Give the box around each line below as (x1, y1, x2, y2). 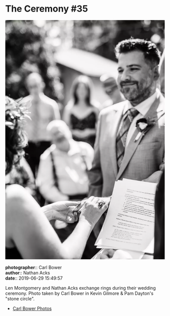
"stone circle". (5, 295, 35, 301)
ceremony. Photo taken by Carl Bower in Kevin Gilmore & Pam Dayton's (5, 290, 154, 296)
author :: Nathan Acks (5, 269, 51, 276)
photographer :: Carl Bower (5, 264, 62, 270)
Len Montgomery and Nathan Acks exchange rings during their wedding (5, 285, 156, 291)
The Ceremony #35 (5, 3, 89, 15)
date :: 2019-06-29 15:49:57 (5, 275, 63, 281)
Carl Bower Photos (12, 305, 52, 311)
